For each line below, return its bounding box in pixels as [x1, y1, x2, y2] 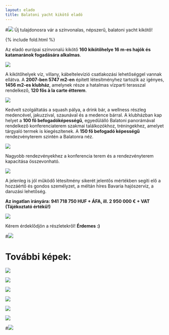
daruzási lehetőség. [5, 188, 47, 194]
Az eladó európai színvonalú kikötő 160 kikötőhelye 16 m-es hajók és [5, 46, 151, 52]
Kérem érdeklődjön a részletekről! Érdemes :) [5, 222, 100, 229]
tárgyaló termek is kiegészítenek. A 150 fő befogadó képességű [5, 128, 140, 134]
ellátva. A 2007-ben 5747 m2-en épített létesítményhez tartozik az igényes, [5, 77, 164, 83]
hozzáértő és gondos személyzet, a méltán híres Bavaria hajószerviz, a [5, 183, 154, 189]
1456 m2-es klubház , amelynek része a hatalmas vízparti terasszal [5, 82, 146, 88]
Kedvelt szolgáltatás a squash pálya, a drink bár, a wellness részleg [5, 106, 146, 113]
